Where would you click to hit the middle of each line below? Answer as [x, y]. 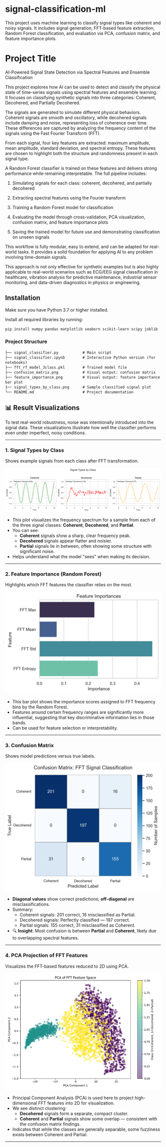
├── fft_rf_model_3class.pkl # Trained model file [66, 367]
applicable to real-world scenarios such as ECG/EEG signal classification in [82, 272]
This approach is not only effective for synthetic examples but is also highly [82, 266]
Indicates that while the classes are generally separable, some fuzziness [86, 1129]
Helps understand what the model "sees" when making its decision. [81, 557]
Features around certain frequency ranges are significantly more [78, 712]
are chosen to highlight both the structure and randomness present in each [82, 153]
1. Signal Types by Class [35, 450]
